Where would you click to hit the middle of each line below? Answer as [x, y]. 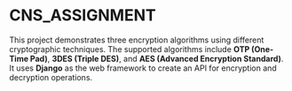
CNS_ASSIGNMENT [83, 15]
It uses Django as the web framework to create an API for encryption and [143, 68]
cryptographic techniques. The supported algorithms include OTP [130, 49]
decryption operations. [51, 77]
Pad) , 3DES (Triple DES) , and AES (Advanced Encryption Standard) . [157, 58]
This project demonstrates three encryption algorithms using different [137, 40]
